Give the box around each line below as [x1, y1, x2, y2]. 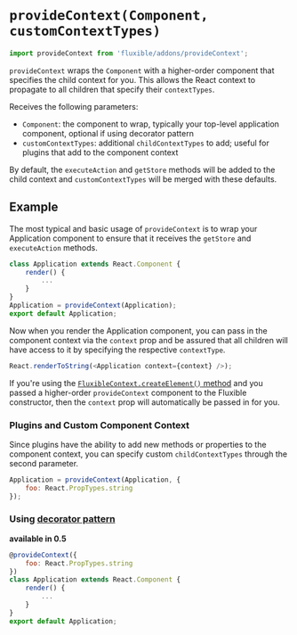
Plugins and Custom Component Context [9, 418, 189, 431]
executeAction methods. [9, 242, 98, 252]
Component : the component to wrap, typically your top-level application [21, 119, 280, 129]
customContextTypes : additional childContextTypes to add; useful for [21, 137, 269, 148]
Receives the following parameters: [9, 101, 139, 111]
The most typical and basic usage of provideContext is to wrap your [9, 223, 258, 234]
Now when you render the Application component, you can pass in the [9, 325, 269, 336]
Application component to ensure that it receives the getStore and [9, 233, 252, 243]
